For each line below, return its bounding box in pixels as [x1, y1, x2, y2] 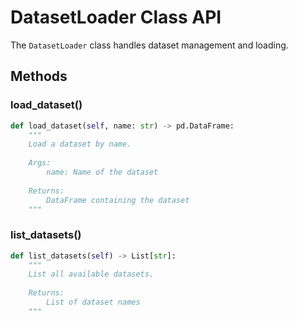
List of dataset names [46, 297, 141, 308]
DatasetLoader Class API [10, 6, 222, 29]
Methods [10, 68, 68, 85]
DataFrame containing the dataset [46, 195, 190, 205]
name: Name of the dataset [46, 167, 159, 177]
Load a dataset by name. [28, 139, 132, 150]
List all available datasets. [28, 269, 155, 280]
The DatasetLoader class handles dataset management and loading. [10, 39, 289, 51]
